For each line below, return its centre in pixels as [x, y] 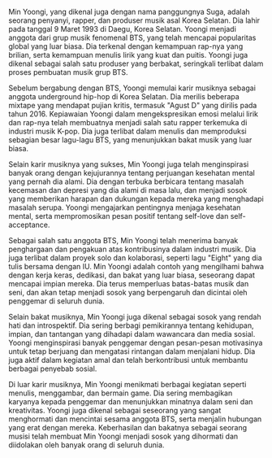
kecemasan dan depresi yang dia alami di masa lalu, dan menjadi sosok [128, 190]
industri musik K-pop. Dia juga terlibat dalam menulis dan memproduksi [127, 131]
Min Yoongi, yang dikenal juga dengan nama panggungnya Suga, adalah [129, 12]
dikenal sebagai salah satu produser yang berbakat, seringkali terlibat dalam [136, 63]
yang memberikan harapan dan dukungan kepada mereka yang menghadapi [136, 199]
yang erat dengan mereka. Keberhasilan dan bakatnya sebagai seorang [128, 427]
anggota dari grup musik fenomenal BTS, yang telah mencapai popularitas [132, 37]
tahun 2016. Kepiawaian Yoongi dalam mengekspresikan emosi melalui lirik [133, 114]
